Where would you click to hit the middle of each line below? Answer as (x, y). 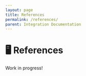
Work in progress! (24, 68)
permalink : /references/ (32, 19)
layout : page (19, 10)
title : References (25, 15)
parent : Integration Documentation (43, 24)
